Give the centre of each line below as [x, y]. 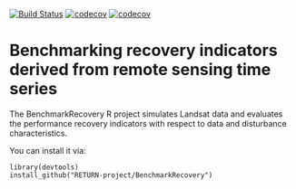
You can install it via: [48, 150]
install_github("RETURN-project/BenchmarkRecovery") [111, 175]
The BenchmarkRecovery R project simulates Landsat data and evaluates [146, 114]
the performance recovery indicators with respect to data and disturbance [148, 123]
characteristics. [39, 133]
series [33, 89]
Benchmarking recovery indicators [144, 51]
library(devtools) [44, 167]
